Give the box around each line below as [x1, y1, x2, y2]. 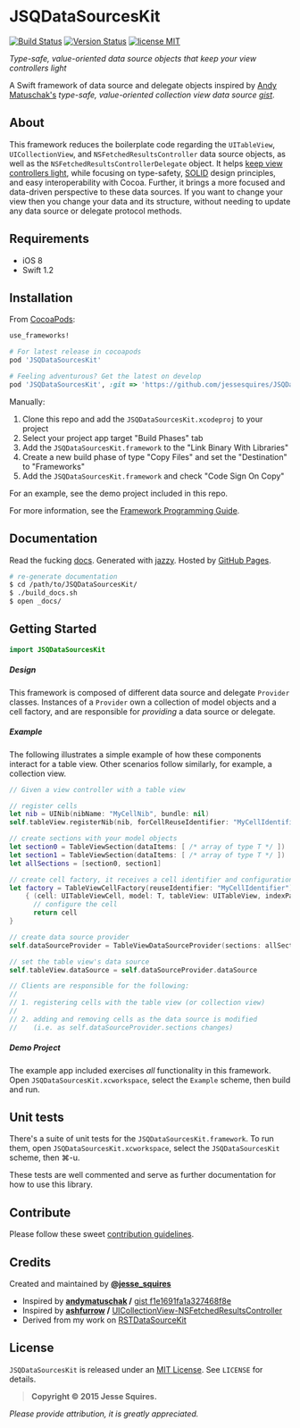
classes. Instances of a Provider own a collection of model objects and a [9, 697, 277, 707]
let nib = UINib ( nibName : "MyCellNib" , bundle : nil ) [9, 810, 210, 819]
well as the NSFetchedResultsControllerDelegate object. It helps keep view [9, 158, 283, 169]
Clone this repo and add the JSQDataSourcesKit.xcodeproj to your [21, 413, 263, 424]
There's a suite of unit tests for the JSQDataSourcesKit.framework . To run [9, 1133, 274, 1144]
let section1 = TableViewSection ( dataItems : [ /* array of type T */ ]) [9, 850, 286, 859]
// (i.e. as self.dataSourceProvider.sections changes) [9, 1023, 234, 1032]
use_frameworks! [9, 331, 70, 340]
